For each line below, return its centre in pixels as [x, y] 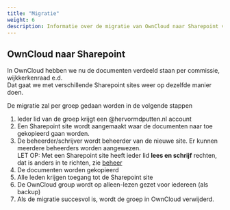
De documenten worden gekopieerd [68, 170]
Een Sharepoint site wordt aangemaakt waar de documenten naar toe [115, 126]
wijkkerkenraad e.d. [35, 78]
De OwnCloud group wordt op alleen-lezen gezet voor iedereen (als [113, 185]
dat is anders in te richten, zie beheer [69, 163]
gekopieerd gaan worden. [53, 134]
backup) [29, 192]
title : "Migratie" [33, 13]
